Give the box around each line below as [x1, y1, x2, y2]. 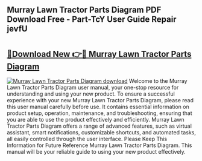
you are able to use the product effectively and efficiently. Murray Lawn [7, 116, 185, 123]
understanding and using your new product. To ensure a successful [7, 90, 175, 97]
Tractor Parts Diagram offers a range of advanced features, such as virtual [7, 122, 192, 130]
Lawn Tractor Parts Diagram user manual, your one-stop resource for [7, 84, 179, 91]
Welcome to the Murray [129, 77, 188, 84]
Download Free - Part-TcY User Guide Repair [7, 15, 177, 25]
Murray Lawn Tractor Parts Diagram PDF [7, 5, 162, 15]
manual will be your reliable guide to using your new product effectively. [7, 148, 186, 155]
